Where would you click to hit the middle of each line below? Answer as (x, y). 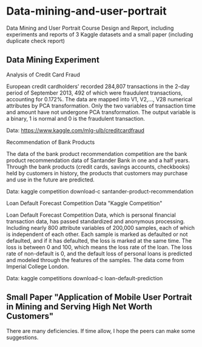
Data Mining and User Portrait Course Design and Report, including (90, 28)
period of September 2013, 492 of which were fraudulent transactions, (95, 93)
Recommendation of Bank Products (51, 142)
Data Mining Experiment (53, 60)
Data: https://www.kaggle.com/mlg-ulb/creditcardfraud (75, 130)
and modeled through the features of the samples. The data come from (95, 260)
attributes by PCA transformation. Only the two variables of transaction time (101, 106)
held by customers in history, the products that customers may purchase (97, 173)
